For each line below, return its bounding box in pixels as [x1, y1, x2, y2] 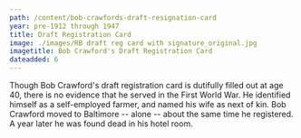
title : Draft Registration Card [9, 30, 131, 39]
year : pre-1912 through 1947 [9, 22, 120, 31]
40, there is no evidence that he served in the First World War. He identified [9, 89, 291, 100]
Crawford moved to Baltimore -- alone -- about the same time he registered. [9, 109, 294, 119]
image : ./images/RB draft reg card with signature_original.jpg [9, 38, 257, 48]
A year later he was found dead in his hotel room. [9, 118, 193, 129]
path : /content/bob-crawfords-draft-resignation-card [9, 13, 218, 23]
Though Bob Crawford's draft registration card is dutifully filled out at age [9, 80, 284, 90]
